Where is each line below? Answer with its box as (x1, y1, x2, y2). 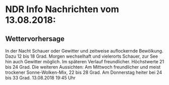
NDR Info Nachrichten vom (5, 4, 120, 15)
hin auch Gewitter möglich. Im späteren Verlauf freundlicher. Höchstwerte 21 (5, 59, 164, 64)
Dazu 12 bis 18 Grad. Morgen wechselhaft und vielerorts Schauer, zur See (5, 53, 158, 59)
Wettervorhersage (5, 34, 65, 43)
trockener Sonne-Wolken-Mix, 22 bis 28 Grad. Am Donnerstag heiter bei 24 (5, 69, 162, 75)
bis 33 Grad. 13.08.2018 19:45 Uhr (5, 75, 76, 80)
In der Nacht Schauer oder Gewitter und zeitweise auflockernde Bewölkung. (5, 48, 163, 54)
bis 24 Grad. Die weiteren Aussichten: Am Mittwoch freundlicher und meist (5, 64, 161, 70)
